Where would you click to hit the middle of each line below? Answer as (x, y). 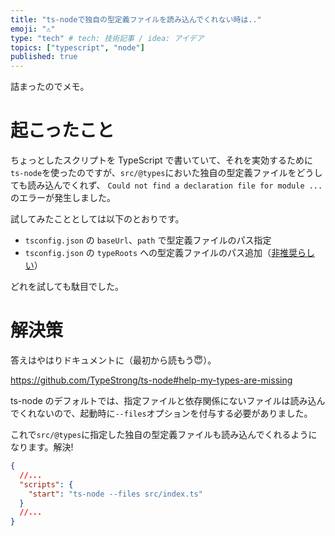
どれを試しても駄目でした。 (67, 287)
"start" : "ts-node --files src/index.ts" (115, 494)
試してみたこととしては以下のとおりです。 (97, 219)
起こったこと (62, 130)
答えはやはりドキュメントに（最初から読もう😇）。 (113, 360)
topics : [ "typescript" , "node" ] (77, 47)
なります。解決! (42, 447)
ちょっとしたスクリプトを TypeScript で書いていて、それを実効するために (162, 160)
